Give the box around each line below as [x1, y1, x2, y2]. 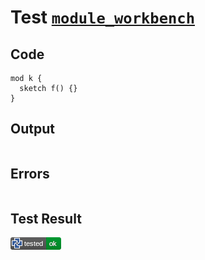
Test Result [10, 211, 82, 228]
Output [10, 121, 55, 138]
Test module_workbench [10, 6, 195, 29]
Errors [10, 166, 50, 183]
